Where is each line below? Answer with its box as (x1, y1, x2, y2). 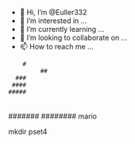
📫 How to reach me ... (19, 42, 94, 51)
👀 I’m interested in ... (19, 16, 87, 25)
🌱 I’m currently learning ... (19, 25, 105, 33)
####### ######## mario (8, 111, 98, 121)
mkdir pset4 (8, 126, 48, 136)
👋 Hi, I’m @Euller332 (19, 8, 87, 17)
